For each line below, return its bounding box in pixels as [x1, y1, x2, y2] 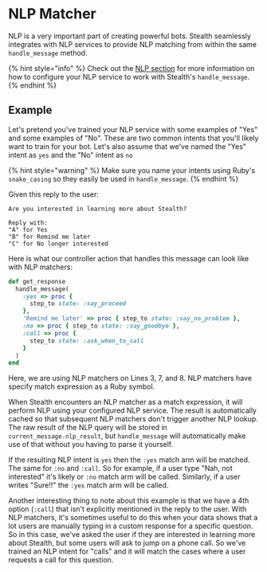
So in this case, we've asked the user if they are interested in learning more [8, 530, 256, 539]
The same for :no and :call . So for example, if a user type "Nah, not [8, 464, 233, 473]
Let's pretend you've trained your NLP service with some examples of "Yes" [8, 124, 258, 134]
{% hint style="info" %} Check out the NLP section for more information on [8, 63, 255, 72]
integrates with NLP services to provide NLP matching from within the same [8, 39, 257, 49]
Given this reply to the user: [8, 189, 100, 199]
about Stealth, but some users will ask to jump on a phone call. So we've [8, 539, 246, 548]
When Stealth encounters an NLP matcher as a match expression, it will [8, 398, 243, 407]
